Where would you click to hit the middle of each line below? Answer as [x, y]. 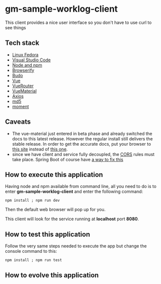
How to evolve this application [52, 275]
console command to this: [31, 251]
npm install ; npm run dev [32, 201]
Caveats [18, 122]
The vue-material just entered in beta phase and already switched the [82, 133]
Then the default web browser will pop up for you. [55, 209]
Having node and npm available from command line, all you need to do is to [81, 187]
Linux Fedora [25, 55]
